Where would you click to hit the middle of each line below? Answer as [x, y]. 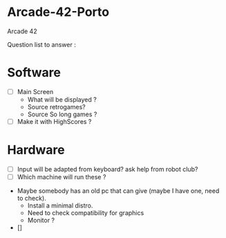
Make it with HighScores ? [54, 121]
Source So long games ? [62, 114]
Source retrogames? [57, 107]
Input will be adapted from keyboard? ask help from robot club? [107, 169]
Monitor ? [41, 220]
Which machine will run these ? [62, 177]
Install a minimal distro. [60, 205]
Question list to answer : [41, 44]
